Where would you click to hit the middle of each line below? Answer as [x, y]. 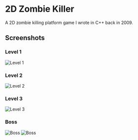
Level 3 [14, 98]
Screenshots [25, 38]
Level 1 [13, 52]
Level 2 [14, 75]
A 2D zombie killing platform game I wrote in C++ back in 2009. [69, 23]
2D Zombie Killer [40, 9]
